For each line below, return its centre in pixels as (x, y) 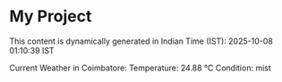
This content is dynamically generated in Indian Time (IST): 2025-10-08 (141, 41)
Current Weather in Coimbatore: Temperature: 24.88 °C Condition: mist (140, 68)
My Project (51, 16)
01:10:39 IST (32, 50)
